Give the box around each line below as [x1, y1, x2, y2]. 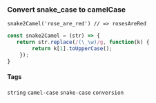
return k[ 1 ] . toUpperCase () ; [32, 45, 113, 52]
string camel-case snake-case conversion [7, 89, 124, 96]
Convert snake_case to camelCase [7, 5, 126, 14]
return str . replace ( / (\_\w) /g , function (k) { [16, 39, 150, 46]
